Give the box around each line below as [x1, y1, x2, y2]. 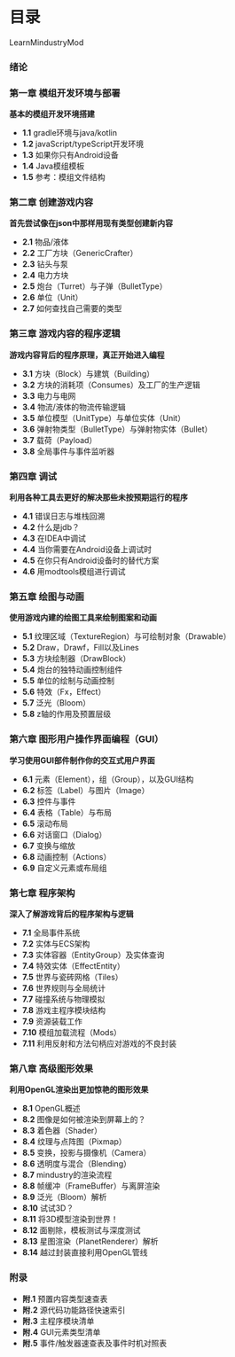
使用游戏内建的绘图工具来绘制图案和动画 [9, 612, 157, 623]
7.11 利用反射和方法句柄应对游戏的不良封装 [21, 1038, 177, 1049]
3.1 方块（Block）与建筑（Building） [21, 368, 155, 378]
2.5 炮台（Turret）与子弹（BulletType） [21, 281, 168, 292]
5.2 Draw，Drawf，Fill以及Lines [21, 643, 139, 653]
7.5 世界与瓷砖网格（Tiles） [21, 971, 123, 982]
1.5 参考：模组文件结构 [21, 172, 106, 183]
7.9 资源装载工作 [21, 1016, 82, 1026]
